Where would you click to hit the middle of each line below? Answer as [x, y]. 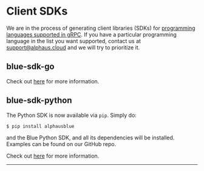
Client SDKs [37, 11]
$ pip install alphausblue [40, 126]
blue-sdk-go [30, 67]
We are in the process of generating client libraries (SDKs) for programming [101, 28]
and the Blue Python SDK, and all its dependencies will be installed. [90, 138]
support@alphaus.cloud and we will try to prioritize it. [73, 47]
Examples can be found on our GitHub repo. [61, 144]
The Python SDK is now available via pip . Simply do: [71, 115]
